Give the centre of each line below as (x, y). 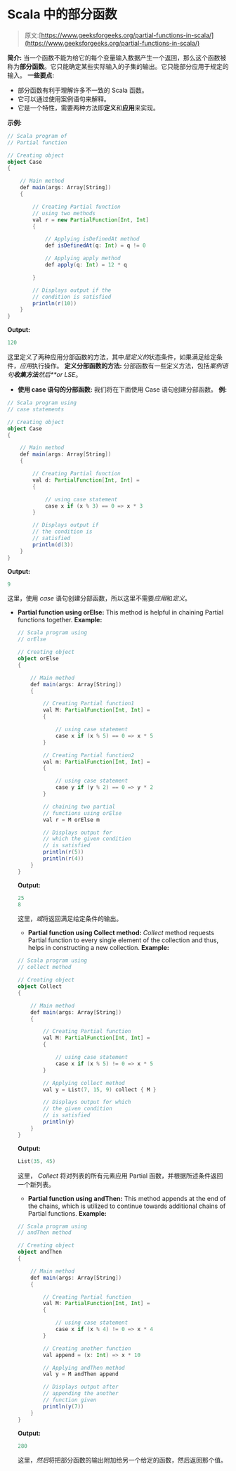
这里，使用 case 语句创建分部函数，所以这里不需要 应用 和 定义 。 (99, 598)
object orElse (38, 659)
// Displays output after (81, 1387)
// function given (70, 1400)
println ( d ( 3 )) (53, 545)
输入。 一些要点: (31, 75)
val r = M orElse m (71, 820)
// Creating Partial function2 (89, 755)
